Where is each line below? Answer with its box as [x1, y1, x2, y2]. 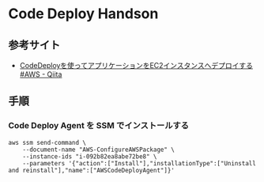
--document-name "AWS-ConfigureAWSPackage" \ [22, 146, 175, 154]
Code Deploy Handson [8, 5, 159, 23]
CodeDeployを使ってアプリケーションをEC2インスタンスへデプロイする [19, 61, 254, 70]
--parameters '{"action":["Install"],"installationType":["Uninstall [22, 159, 257, 167]
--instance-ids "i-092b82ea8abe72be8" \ [22, 152, 157, 161]
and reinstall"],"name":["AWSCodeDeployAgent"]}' [8, 166, 175, 174]
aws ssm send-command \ [8, 138, 87, 146]
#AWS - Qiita [19, 70, 62, 79]
